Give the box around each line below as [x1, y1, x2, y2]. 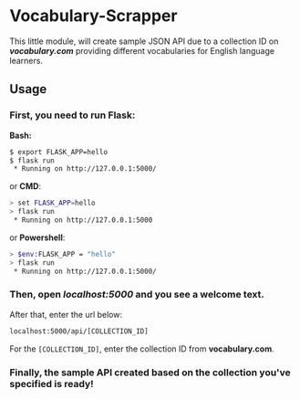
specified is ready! [9, 377, 94, 390]
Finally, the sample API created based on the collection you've [9, 366, 291, 379]
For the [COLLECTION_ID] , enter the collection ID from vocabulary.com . [9, 343, 275, 354]
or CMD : [9, 181, 42, 192]
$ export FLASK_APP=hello [9, 147, 108, 156]
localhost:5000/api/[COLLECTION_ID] [9, 326, 149, 336]
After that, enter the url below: [9, 309, 123, 320]
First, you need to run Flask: [9, 109, 136, 121]
